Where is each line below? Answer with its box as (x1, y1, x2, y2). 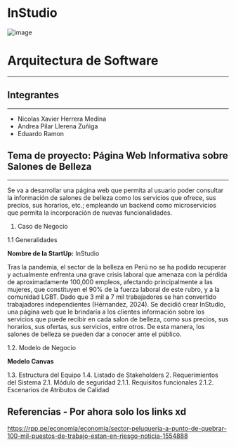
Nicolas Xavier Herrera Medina (17, 114, 107, 123)
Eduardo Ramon (17, 129, 65, 138)
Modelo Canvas (7, 356, 54, 366)
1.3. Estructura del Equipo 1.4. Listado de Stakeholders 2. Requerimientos (7, 371, 219, 379)
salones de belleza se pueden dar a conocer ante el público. (7, 330, 182, 338)
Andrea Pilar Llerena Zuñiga (17, 121, 98, 131)
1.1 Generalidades (7, 235, 58, 243)
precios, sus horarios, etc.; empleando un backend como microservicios (7, 201, 216, 209)
